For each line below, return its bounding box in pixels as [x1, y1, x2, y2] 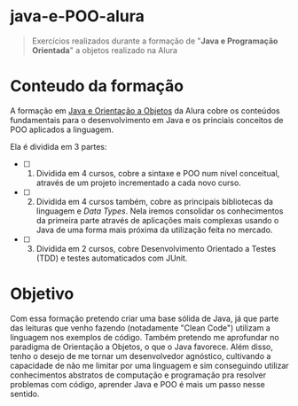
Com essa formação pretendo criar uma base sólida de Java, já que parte [10, 313, 279, 324]
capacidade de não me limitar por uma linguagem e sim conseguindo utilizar [10, 360, 289, 371]
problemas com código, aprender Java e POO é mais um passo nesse [10, 379, 265, 389]
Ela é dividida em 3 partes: [10, 141, 107, 152]
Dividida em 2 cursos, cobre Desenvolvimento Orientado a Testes [35, 243, 277, 254]
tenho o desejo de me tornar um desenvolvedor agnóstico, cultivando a [10, 350, 271, 361]
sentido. [10, 388, 40, 399]
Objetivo [10, 284, 74, 304]
